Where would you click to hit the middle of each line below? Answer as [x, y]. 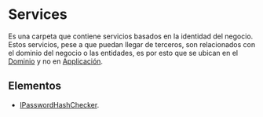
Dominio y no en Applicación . [56, 61]
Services [38, 15]
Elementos [35, 86]
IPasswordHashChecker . [59, 104]
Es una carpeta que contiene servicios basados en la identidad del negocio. [131, 36]
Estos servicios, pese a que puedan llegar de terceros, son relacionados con [132, 44]
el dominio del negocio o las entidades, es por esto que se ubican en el [123, 53]
